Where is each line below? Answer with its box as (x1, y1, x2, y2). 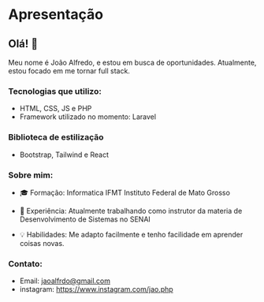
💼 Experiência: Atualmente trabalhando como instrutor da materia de (19, 206, 243, 215)
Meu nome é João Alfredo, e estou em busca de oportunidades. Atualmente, (8, 58, 257, 67)
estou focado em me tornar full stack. (8, 66, 130, 76)
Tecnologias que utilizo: (8, 85, 102, 96)
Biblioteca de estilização (8, 132, 104, 143)
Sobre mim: (8, 170, 54, 181)
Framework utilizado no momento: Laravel (19, 112, 156, 121)
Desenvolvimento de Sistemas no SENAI (19, 214, 151, 224)
